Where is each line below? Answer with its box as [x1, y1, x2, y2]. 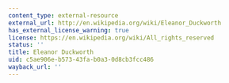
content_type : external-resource [8, 11, 119, 20]
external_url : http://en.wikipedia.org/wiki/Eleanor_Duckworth [8, 19, 222, 27]
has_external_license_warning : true [8, 26, 129, 34]
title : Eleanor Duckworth [8, 48, 94, 56]
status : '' [8, 41, 44, 49]
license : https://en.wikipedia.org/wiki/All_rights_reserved [8, 33, 215, 42]
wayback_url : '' [8, 63, 62, 71]
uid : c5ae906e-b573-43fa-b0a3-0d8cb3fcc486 [8, 56, 155, 64]
